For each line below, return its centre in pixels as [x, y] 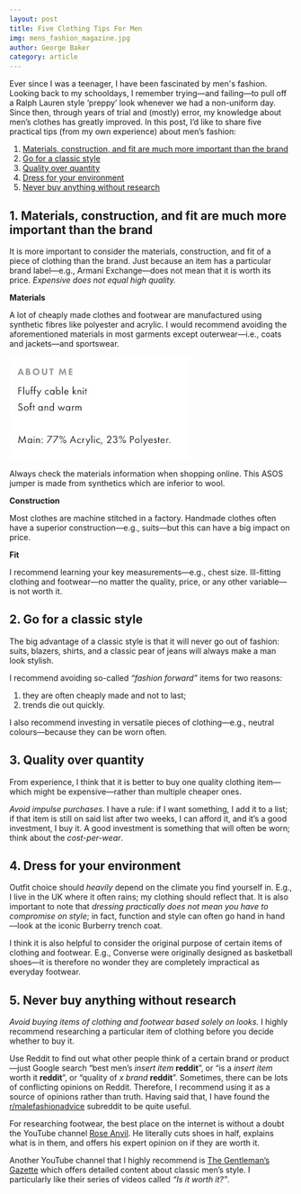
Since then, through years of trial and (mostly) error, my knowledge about [145, 113]
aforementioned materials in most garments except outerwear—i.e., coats [146, 334]
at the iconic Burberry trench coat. [99, 926]
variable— [268, 582]
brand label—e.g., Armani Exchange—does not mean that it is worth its [140, 270]
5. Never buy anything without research [123, 1000]
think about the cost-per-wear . [66, 837]
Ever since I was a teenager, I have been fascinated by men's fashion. [138, 84]
